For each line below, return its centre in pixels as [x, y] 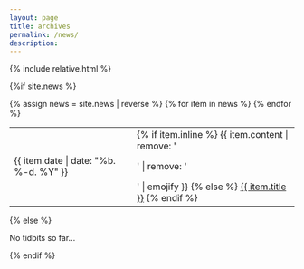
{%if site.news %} [43, 86]
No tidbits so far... [43, 238]
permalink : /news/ [44, 34]
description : [34, 43]
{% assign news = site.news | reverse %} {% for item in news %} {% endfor [151, 104]
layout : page [34, 18]
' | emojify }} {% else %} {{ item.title [212, 187]
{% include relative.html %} [61, 69]
